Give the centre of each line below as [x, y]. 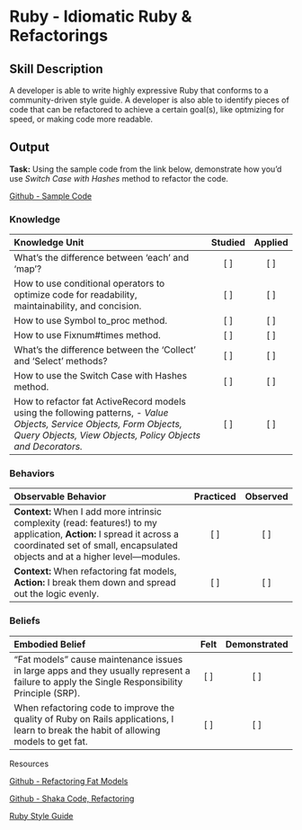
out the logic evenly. [57, 593]
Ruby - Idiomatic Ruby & [101, 17]
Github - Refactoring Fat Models [69, 781]
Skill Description [56, 69]
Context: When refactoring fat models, [95, 571]
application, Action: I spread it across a [97, 534]
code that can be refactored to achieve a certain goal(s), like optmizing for [147, 109]
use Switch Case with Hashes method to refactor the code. [119, 178]
